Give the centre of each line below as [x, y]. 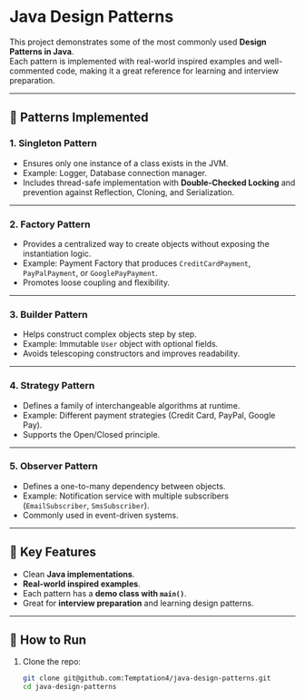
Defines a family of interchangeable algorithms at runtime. [131, 405]
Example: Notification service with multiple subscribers [126, 496]
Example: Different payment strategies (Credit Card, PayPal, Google [149, 415]
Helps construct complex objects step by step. [109, 334]
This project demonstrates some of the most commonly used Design [138, 42]
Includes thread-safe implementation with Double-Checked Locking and [159, 182]
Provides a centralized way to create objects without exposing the [146, 243]
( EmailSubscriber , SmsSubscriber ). [86, 505]
